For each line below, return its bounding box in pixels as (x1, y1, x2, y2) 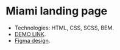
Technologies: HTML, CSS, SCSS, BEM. (14, 24, 114, 31)
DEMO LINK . (14, 30, 46, 37)
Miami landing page (5, 4, 108, 18)
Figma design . (14, 37, 51, 44)
